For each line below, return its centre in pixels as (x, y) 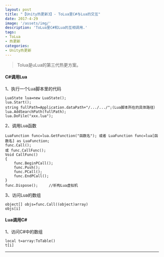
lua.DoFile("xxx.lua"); (29, 116)
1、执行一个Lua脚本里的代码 (33, 89)
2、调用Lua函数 (21, 125)
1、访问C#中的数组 (24, 232)
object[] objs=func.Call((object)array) (47, 204)
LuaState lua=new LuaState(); (36, 98)
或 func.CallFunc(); (26, 150)
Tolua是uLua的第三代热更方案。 (49, 65)
